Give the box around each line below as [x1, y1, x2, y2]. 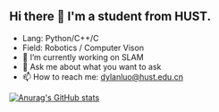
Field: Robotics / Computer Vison [21, 42, 145, 53]
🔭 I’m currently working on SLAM [21, 51, 145, 63]
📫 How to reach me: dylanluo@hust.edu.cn [21, 71, 183, 82]
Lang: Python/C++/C [21, 32, 100, 43]
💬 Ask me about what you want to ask [21, 61, 162, 72]
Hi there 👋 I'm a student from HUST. [9, 9, 212, 24]
